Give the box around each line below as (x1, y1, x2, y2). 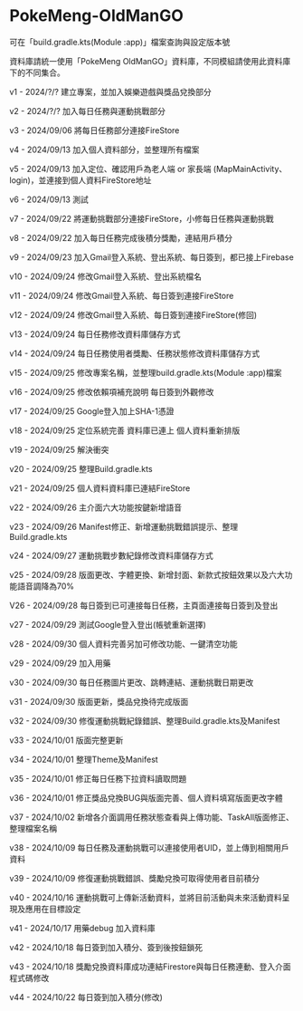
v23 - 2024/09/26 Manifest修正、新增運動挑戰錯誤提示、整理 (9, 521, 238, 532)
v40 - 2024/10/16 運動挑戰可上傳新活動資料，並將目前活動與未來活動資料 (9, 891, 282, 902)
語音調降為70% (16, 581, 75, 592)
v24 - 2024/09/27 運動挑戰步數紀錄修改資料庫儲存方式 (9, 550, 214, 561)
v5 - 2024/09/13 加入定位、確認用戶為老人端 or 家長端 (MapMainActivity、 (9, 163, 288, 174)
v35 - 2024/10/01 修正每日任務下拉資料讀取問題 (9, 773, 187, 784)
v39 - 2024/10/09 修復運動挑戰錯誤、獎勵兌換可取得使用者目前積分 (9, 872, 260, 883)
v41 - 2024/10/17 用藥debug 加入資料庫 (9, 922, 156, 933)
